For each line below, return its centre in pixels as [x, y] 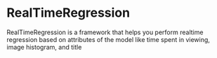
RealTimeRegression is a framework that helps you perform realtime [105, 32]
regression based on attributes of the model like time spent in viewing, [108, 39]
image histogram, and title [44, 47]
